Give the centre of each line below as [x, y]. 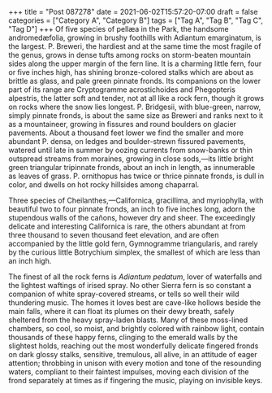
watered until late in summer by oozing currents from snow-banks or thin [131, 150]
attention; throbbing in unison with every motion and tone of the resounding [135, 363]
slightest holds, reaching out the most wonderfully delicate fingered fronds [134, 346]
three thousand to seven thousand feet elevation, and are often [114, 235]
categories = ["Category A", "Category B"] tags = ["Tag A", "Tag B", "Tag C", [136, 20]
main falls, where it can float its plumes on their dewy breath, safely [121, 311]
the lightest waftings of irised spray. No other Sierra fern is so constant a [130, 285]
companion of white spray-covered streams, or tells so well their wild [124, 294]
